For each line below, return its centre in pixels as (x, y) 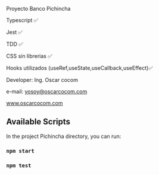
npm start (20, 151)
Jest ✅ (14, 32)
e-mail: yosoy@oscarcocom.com (47, 91)
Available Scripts (38, 122)
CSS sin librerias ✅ (29, 56)
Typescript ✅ (22, 20)
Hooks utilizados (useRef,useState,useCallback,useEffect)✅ (79, 68)
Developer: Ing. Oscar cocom (42, 80)
